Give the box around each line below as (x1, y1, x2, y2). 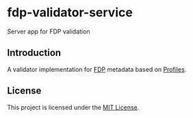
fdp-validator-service (7, 5, 133, 20)
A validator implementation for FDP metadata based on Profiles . (7, 65, 187, 73)
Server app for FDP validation (7, 27, 90, 35)
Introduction (7, 47, 62, 59)
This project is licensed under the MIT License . (7, 103, 140, 111)
